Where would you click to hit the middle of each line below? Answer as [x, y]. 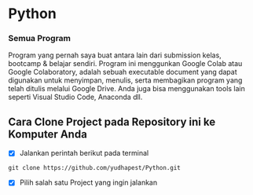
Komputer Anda [48, 134]
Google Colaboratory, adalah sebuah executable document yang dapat [123, 72]
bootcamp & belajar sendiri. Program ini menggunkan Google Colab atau [125, 64]
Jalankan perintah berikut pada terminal [84, 153]
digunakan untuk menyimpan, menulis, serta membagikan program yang [125, 80]
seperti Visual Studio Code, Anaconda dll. [75, 97]
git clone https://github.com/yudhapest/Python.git [94, 168]
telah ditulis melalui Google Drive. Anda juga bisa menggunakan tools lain [127, 89]
